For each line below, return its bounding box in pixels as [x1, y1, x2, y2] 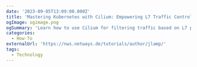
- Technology [11, 52, 43, 58]
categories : [6, 30, 35, 36]
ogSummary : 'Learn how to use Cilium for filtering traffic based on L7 [6, 24, 188, 31]
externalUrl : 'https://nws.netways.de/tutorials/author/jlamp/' [6, 41, 167, 47]
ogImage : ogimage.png [6, 19, 59, 25]
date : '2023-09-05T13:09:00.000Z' [6, 8, 91, 15]
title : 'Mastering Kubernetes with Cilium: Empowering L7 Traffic [6, 14, 172, 20]
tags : [6, 47, 19, 52]
